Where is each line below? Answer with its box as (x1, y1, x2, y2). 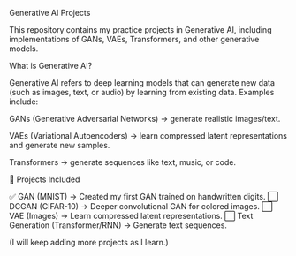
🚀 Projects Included (9, 174, 80, 184)
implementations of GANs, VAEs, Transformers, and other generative (9, 34, 260, 44)
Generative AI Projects (9, 8, 91, 18)
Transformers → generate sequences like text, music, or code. (9, 157, 237, 167)
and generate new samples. (9, 140, 110, 150)
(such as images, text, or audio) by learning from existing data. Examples (9, 87, 275, 97)
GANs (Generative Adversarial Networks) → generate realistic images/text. (9, 114, 281, 124)
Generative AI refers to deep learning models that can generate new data (9, 78, 276, 87)
